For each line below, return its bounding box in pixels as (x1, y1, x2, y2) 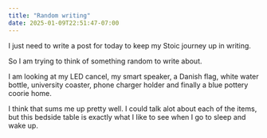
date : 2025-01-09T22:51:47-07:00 (8, 19, 120, 27)
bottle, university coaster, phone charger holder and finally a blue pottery (8, 80, 249, 90)
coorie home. (8, 88, 52, 98)
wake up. (8, 121, 38, 130)
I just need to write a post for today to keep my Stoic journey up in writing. (8, 40, 251, 50)
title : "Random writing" (8, 11, 91, 20)
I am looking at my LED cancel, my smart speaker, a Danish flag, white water (8, 71, 259, 81)
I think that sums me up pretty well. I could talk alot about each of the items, (8, 104, 257, 113)
